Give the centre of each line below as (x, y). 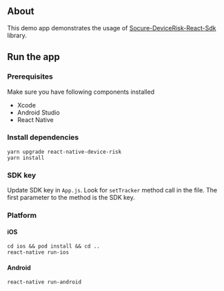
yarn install (26, 158)
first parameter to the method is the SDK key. (71, 198)
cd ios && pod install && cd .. (53, 247)
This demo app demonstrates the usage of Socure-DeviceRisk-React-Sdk (112, 28)
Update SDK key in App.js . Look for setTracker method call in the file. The (112, 190)
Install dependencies (43, 137)
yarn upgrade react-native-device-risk (64, 152)
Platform (22, 215)
